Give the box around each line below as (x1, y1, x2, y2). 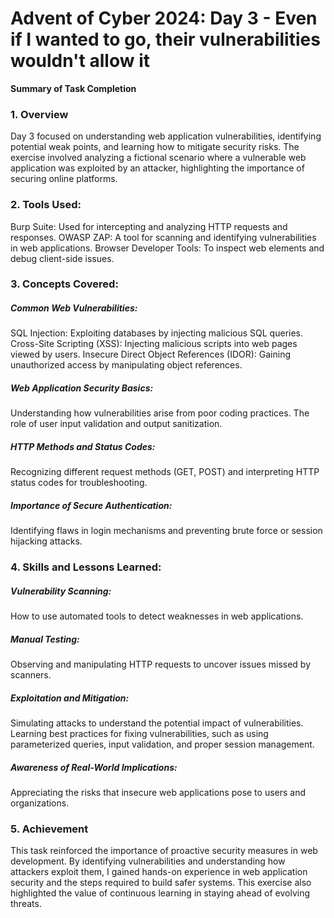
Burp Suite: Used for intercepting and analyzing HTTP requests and (10, 220, 288, 232)
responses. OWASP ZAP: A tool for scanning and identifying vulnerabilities (10, 231, 317, 243)
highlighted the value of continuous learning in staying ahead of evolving (10, 887, 311, 899)
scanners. (10, 669, 52, 681)
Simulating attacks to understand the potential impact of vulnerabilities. (10, 717, 304, 729)
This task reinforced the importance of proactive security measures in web (10, 845, 318, 857)
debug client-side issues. (10, 252, 115, 264)
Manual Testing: (10, 633, 80, 645)
